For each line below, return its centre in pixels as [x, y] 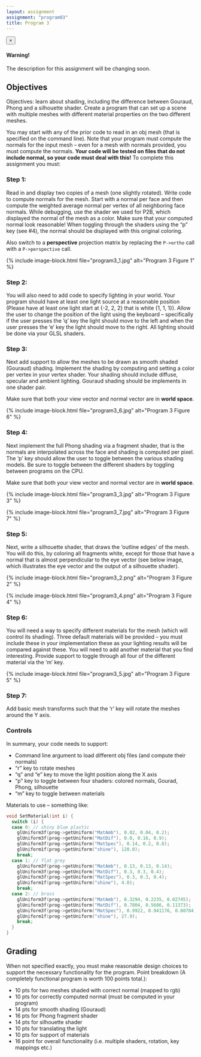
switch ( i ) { [28, 821]
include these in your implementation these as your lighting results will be [97, 643]
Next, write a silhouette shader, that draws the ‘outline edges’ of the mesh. [98, 547]
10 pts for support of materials [52, 1035]
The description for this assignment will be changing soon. [78, 68]
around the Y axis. [29, 715]
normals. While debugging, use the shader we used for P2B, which [89, 212]
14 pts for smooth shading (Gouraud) [60, 1009]
